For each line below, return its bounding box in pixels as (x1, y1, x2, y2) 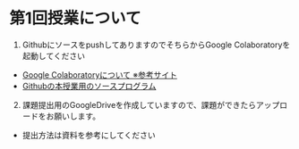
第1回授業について (9, 8, 141, 29)
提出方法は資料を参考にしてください (21, 129, 156, 140)
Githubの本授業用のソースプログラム (21, 80, 157, 91)
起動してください (21, 50, 85, 61)
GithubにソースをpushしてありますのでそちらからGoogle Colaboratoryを (21, 39, 291, 50)
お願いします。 (46, 111, 101, 121)
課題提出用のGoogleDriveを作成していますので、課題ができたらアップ (21, 99, 280, 110)
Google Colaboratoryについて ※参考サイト (21, 69, 177, 80)
